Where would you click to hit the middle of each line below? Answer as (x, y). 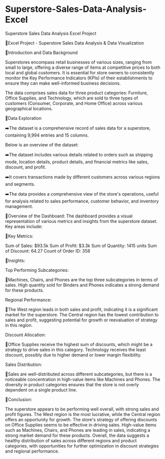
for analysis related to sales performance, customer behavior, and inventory (82, 201)
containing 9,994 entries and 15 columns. (47, 135)
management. (19, 206)
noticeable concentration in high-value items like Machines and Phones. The (83, 379)
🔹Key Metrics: (19, 236)
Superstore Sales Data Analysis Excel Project (51, 33)
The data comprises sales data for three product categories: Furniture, (77, 93)
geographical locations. (29, 108)
